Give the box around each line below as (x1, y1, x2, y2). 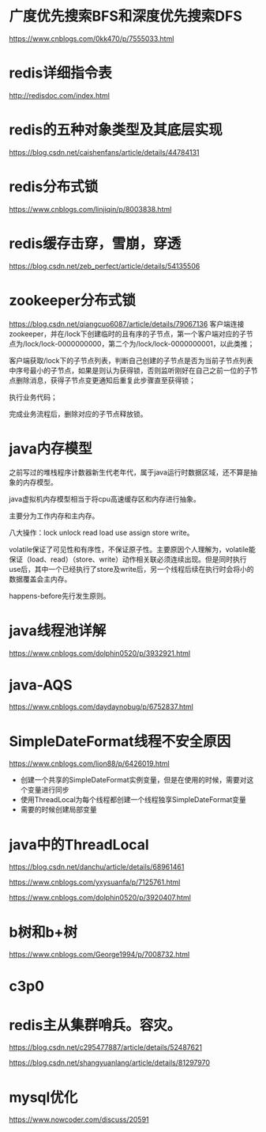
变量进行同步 (27, 785, 69, 795)
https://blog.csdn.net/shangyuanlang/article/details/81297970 (9, 1058, 211, 1068)
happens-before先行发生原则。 (9, 591, 111, 600)
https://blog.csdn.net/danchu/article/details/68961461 (9, 862, 185, 872)
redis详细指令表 (9, 64, 113, 82)
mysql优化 (9, 1088, 78, 1106)
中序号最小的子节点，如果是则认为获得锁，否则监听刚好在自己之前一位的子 (9, 365, 251, 375)
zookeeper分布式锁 (9, 291, 137, 309)
